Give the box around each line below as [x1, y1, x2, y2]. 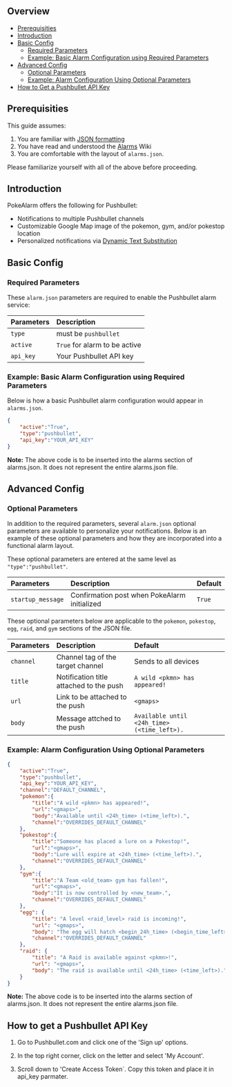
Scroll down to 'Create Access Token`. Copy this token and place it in [17, 1065, 214, 1073]
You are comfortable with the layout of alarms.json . [17, 149, 164, 158]
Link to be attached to [56, 692, 127, 702]
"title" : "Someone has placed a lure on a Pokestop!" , [32, 838, 190, 845]
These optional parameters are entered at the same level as [7, 555, 177, 563]
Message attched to [56, 714, 121, 723]
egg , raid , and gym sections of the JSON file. [7, 624, 133, 633]
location [17, 229, 41, 238]
